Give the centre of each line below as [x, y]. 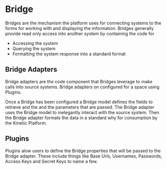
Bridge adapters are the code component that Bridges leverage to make [79, 81]
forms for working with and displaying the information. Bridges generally [80, 28]
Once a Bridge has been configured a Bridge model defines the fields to [79, 102]
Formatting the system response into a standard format [69, 54]
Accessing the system [35, 43]
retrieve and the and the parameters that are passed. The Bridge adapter [80, 107]
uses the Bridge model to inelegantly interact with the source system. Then [82, 112]
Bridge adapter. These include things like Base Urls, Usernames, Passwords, [84, 156]
